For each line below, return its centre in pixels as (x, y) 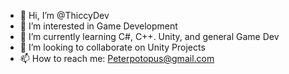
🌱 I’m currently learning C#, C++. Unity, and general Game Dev (149, 36)
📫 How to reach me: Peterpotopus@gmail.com (117, 58)
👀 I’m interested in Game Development (98, 26)
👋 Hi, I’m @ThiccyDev (64, 15)
